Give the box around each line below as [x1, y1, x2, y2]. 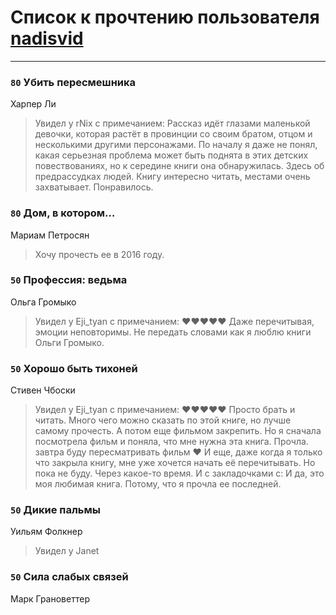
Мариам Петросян [10, 229, 90, 241]
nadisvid [10, 27, 84, 50]
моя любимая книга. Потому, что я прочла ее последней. [34, 478, 282, 490]
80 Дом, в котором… [10, 206, 116, 220]
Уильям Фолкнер [10, 526, 83, 538]
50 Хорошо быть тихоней [10, 361, 138, 375]
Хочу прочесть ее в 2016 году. [34, 248, 165, 260]
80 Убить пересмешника [10, 75, 137, 89]
